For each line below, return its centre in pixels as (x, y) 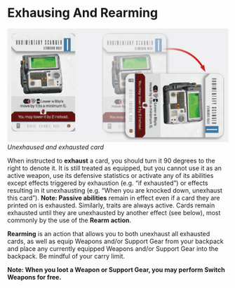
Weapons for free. (34, 277)
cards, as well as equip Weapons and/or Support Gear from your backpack (115, 241)
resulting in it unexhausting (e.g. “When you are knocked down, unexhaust (115, 190)
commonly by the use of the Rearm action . (69, 220)
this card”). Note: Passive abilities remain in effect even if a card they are (114, 198)
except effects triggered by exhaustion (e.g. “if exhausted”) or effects (108, 183)
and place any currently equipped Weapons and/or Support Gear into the (113, 248)
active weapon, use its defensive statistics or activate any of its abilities (110, 175)
